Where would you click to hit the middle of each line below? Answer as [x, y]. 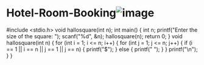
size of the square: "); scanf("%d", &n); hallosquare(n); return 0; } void [94, 36]
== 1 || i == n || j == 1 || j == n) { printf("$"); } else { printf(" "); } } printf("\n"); [102, 49]
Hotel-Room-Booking [62, 13]
